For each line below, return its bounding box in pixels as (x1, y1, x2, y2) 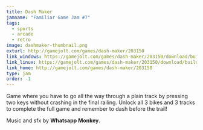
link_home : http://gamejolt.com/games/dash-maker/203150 (6, 64, 153, 71)
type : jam (6, 70, 31, 76)
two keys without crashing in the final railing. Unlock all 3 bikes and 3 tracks (6, 99, 195, 106)
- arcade (11, 31, 34, 37)
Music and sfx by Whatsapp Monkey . (6, 117, 101, 124)
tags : (6, 20, 20, 26)
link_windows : (6, 54, 42, 60)
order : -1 (6, 76, 31, 82)
